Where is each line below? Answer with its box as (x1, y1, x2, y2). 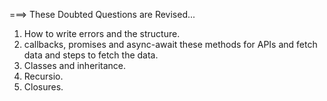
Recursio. (23, 70, 64, 82)
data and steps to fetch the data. (23, 49, 159, 61)
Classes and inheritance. (23, 60, 127, 71)
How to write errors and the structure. (23, 28, 181, 39)
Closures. (23, 81, 64, 93)
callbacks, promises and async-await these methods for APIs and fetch (23, 39, 318, 50)
